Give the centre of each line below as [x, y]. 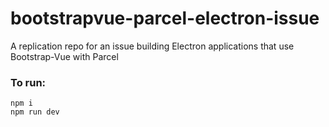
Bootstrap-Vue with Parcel [64, 56]
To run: [28, 82]
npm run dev [35, 112]
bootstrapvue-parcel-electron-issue [165, 18]
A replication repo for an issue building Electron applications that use [152, 46]
